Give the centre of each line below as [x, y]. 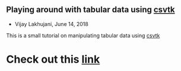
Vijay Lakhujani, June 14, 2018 [52, 24]
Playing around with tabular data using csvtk [90, 10]
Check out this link [53, 59]
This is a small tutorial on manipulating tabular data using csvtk [83, 35]
